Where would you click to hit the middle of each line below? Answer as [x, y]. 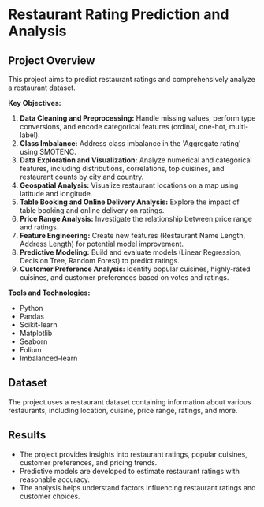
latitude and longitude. [56, 194]
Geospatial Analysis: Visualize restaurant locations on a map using [129, 185]
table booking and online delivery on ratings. [92, 210]
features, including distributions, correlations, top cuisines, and [122, 168]
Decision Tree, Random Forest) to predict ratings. [99, 261]
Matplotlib [36, 333]
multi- [239, 127]
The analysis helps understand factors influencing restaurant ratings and [138, 487]
